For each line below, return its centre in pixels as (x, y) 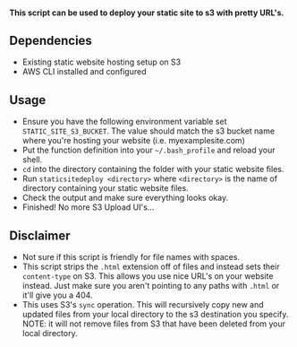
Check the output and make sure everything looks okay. (125, 198)
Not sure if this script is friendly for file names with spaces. (131, 257)
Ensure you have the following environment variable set (124, 122)
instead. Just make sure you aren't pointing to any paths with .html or (151, 286)
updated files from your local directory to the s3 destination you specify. (155, 315)
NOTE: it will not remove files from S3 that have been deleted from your (154, 324)
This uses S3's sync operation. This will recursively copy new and (143, 305)
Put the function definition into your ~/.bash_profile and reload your (148, 150)
